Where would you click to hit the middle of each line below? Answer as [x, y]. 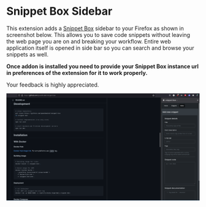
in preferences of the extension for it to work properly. [77, 72]
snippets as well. [28, 54]
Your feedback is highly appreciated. [53, 85]
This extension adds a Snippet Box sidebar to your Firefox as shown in [95, 28]
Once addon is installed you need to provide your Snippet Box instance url [103, 66]
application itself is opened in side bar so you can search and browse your [100, 48]
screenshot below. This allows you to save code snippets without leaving [98, 34]
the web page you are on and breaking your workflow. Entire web [89, 41]
